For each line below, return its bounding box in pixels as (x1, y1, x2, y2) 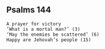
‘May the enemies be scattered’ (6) (6, 31, 100, 38)
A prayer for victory (6, 21, 62, 27)
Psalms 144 (6, 5, 51, 15)
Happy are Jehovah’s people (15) (6, 36, 92, 43)
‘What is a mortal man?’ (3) (6, 26, 81, 32)
